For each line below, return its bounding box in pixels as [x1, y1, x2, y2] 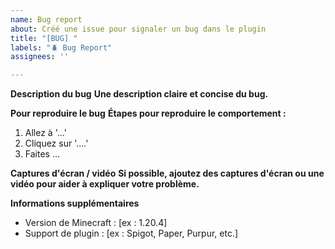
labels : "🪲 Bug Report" [10, 42, 113, 53]
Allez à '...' [24, 127, 67, 139]
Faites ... [24, 148, 61, 160]
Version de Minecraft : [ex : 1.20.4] [24, 217, 168, 229]
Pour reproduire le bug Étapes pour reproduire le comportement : [10, 107, 287, 120]
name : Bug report [10, 14, 83, 25]
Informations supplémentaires [10, 197, 140, 210]
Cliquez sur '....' [24, 137, 89, 150]
